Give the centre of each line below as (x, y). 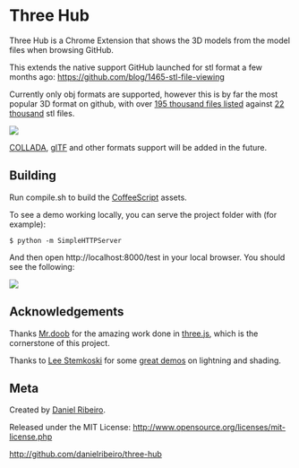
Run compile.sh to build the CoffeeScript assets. (98, 197)
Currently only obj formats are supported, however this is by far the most (144, 94)
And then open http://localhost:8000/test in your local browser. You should (147, 257)
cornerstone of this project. (60, 342)
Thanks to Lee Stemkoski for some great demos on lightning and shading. (145, 360)
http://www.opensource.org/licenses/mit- (209, 428)
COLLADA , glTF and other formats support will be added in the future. (138, 147)
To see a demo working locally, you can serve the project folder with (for (143, 214)
